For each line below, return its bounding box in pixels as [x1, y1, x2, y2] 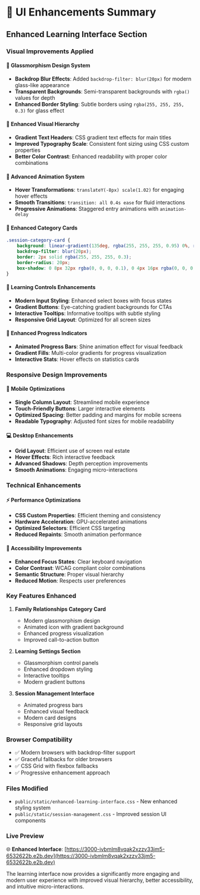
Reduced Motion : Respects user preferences [14, 577, 126, 584]
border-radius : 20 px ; [17, 259, 70, 265]
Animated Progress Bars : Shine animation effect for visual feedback [14, 343, 183, 350]
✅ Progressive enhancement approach [14, 769, 110, 776]
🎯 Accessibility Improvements [6, 544, 82, 551]
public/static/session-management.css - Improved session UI [14, 811, 167, 818]
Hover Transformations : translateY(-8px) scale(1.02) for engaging [14, 186, 185, 194]
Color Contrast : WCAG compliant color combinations [14, 564, 146, 571]
